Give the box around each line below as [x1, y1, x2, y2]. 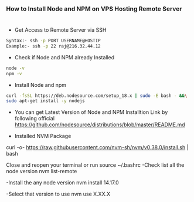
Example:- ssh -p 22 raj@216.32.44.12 [6, 43, 101, 49]
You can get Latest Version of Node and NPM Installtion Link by [14, 109, 168, 116]
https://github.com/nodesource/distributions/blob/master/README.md [14, 121, 186, 128]
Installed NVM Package [14, 133, 72, 140]
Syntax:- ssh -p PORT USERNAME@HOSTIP [6, 38, 101, 44]
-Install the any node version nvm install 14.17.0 [6, 179, 119, 186]
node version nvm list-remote [6, 168, 77, 175]
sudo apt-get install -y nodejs [6, 98, 85, 104]
